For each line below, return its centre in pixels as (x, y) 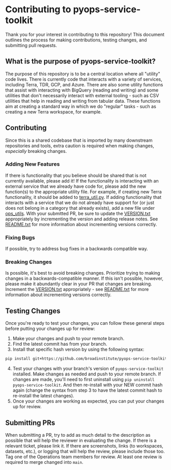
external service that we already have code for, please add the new (76, 186)
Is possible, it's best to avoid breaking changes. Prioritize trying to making (83, 273)
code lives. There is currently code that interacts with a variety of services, (84, 79)
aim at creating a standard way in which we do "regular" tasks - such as (81, 106)
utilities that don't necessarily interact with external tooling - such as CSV (82, 95)
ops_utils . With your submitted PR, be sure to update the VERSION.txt (78, 213)
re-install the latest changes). (44, 396)
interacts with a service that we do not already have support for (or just (80, 203)
